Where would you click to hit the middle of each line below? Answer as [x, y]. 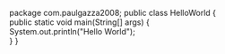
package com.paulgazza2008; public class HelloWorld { [113, 13]
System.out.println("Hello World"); [73, 31]
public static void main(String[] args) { [79, 22]
